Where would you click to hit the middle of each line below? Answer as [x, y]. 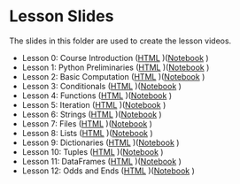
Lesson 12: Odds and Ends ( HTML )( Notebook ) [108, 171]
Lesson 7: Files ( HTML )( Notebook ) [87, 123]
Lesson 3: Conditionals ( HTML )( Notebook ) [101, 86]
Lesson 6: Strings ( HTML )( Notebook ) [92, 114]
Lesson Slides [62, 16]
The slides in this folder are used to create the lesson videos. [120, 41]
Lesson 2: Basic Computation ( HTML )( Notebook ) [113, 76]
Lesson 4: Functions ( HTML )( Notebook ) [97, 96]
